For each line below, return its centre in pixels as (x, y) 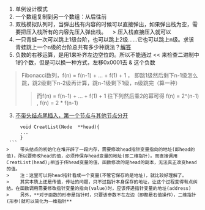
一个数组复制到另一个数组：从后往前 (61, 16)
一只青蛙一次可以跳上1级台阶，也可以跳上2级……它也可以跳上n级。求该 (105, 39)
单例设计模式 (31, 9)
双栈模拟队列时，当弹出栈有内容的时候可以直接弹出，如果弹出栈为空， (104, 24)
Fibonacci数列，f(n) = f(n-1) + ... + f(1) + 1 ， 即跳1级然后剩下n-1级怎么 (110, 75)
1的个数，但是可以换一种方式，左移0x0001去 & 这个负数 (85, 62)
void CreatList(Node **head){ (60, 127)
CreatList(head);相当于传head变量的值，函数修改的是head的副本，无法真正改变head (102, 162)
